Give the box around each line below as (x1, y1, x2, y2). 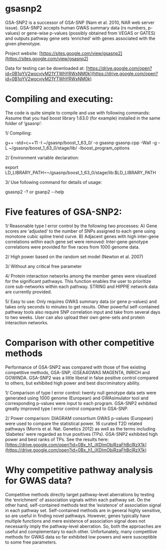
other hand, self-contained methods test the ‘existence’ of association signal (5, 502, 162, 508)
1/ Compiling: (5, 130, 32, 136)
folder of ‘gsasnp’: (5, 120, 42, 126)
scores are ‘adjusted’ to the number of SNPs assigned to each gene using (5, 228, 156, 234)
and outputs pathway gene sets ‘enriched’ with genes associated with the (5, 35, 156, 41)
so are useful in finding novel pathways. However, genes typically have (5, 513, 150, 519)
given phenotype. (5, 40, 41, 46)
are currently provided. (5, 288, 52, 294)
